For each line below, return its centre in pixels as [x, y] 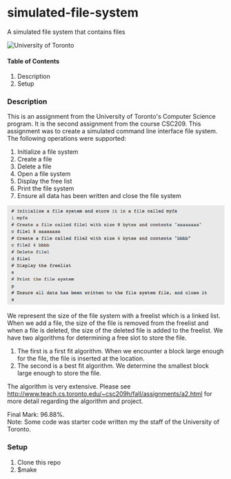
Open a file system [44, 174]
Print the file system [46, 188]
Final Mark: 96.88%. [36, 415]
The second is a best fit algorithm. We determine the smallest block [113, 366]
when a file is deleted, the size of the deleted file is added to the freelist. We [115, 331]
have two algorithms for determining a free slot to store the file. [97, 338]
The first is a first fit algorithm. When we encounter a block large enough [120, 351]
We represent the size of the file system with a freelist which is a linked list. [114, 316]
